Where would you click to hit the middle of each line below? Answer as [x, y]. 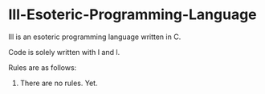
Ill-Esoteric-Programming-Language [132, 15]
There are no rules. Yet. [59, 83]
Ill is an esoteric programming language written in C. [95, 37]
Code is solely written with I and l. [64, 52]
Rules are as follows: [43, 67]
